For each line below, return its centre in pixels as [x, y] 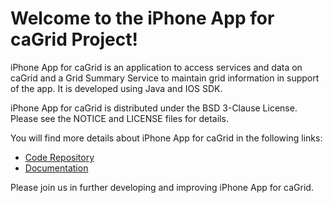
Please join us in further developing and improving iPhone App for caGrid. [162, 187]
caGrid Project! [74, 39]
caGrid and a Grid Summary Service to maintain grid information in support [165, 78]
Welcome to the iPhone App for [142, 18]
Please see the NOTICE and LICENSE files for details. [119, 118]
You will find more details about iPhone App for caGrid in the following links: [166, 138]
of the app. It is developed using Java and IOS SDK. [116, 88]
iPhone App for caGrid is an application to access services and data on [156, 67]
